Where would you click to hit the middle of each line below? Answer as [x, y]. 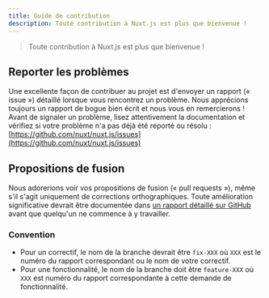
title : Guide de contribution [59, 16]
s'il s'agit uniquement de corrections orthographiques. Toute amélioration [130, 197]
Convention [32, 235]
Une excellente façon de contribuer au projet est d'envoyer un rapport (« [129, 92]
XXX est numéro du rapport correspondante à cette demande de [126, 278]
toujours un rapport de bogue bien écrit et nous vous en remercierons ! [126, 109]
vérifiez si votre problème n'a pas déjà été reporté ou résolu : [110, 126]
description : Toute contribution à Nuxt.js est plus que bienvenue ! [128, 23]
